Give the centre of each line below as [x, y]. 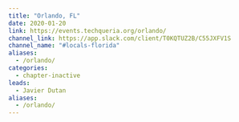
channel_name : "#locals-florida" [64, 46]
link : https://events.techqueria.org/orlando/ [87, 31]
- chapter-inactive [48, 75]
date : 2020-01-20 [37, 23]
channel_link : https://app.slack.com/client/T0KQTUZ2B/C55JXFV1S [119, 38]
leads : [19, 83]
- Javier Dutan [41, 90]
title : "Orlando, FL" [45, 16]
